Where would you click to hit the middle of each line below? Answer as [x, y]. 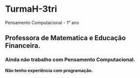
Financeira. [23, 46]
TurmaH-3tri [31, 9]
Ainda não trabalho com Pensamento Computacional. [70, 60]
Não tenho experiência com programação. [49, 70]
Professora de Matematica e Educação [66, 38]
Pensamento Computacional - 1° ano [42, 23]
